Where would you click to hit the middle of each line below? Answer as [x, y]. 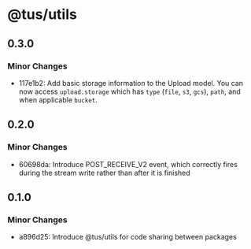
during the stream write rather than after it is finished [104, 173]
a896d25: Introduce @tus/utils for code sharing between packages [127, 237]
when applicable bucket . [58, 99]
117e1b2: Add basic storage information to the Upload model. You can [131, 83]
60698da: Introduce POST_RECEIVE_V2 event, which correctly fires [128, 164]
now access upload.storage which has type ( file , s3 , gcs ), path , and [129, 91]
